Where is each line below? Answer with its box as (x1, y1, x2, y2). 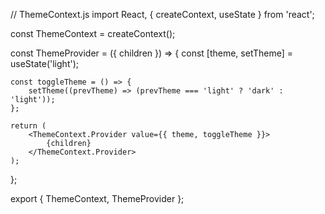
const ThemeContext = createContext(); (10, 28, 176, 39)
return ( (10, 121, 47, 131)
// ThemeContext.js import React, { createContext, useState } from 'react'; (10, 9, 315, 20)
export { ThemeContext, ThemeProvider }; (10, 193, 185, 204)
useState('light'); (10, 58, 79, 69)
